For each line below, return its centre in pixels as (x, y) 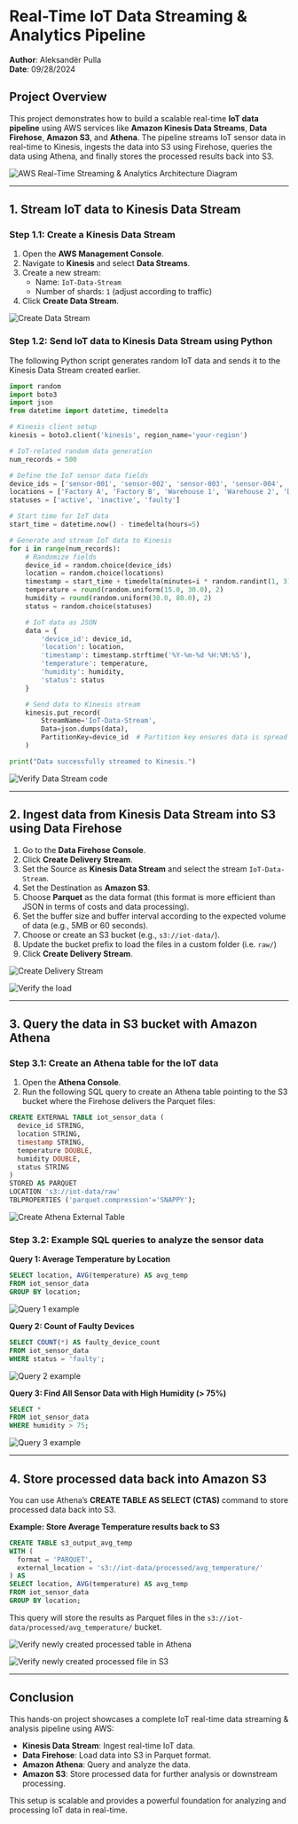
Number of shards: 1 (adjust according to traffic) (124, 292)
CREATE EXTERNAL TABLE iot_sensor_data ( (87, 1118)
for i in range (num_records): (65, 548)
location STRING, (49, 1134)
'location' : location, (83, 647)
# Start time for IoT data (59, 516)
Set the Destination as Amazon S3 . (86, 888)
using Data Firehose (66, 829)
